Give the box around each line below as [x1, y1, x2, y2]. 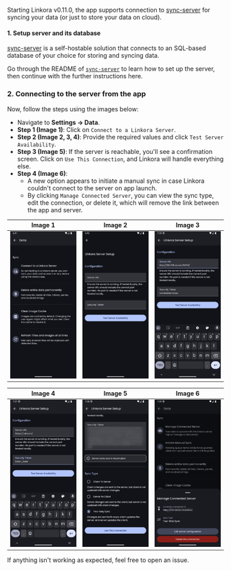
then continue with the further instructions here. [7, 72, 143, 80]
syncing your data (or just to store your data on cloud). [7, 13, 162, 21]
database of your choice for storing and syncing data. [7, 52, 159, 60]
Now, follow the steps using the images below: [7, 104, 139, 113]
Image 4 [31, 390, 56, 398]
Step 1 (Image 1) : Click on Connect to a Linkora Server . [16, 125, 177, 133]
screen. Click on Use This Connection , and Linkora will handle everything [16, 155, 224, 163]
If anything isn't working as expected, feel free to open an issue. [7, 556, 189, 564]
